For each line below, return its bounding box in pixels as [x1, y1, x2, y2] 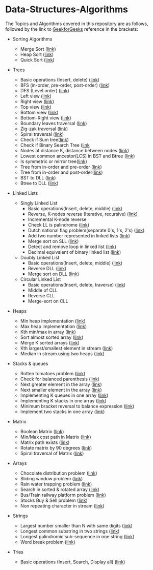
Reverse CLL [28, 292, 55, 298]
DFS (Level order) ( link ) [20, 87, 70, 93]
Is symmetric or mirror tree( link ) [20, 158, 88, 165]
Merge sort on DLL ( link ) [28, 271, 80, 277]
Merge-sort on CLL [28, 298, 68, 304]
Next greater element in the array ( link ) [20, 381, 102, 388]
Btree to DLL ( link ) [20, 180, 59, 186]
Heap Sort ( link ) [20, 51, 54, 57]
